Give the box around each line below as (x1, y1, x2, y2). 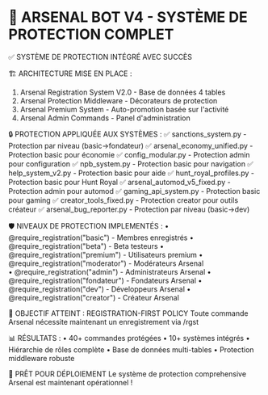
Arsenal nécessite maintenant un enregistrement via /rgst (8, 317, 199, 326)
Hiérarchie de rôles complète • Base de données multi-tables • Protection (8, 344, 254, 355)
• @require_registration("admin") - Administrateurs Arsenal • (8, 267, 211, 276)
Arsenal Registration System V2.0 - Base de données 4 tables (19, 87, 226, 97)
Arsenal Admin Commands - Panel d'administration (19, 113, 191, 123)
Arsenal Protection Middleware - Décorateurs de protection (19, 95, 218, 105)
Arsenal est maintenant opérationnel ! (8, 377, 133, 387)
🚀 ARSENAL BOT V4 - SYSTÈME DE (8, 8, 248, 27)
